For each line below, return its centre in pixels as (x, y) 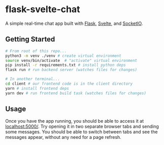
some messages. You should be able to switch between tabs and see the (81, 132)
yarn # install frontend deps (37, 88)
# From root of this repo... (36, 51)
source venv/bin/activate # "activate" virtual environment (71, 60)
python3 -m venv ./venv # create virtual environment (63, 56)
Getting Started (30, 39)
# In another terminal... (32, 79)
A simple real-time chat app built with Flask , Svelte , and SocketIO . (74, 23)
